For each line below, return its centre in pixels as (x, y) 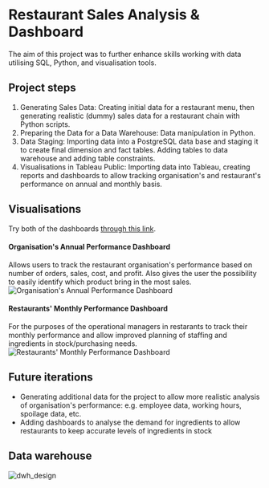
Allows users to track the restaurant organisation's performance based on (130, 264)
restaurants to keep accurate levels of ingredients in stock (116, 430)
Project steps (42, 88)
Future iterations (51, 378)
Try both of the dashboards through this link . (82, 228)
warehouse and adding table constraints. (88, 158)
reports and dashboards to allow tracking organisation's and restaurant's (140, 175)
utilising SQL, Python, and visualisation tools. (82, 63)
